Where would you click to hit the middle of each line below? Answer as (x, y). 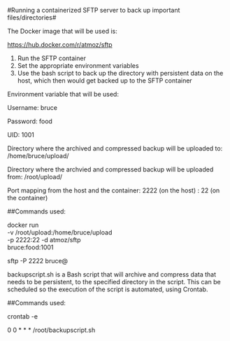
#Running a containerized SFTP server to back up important (94, 10)
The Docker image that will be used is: (62, 31)
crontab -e (23, 316)
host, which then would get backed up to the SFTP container (105, 81)
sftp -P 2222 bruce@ (38, 261)
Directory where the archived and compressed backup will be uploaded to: (115, 148)
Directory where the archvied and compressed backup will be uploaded (110, 169)
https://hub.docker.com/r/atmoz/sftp (60, 44)
